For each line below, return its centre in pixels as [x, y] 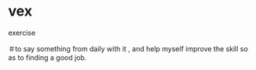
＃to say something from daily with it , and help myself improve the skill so [128, 48]
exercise [22, 33]
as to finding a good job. [48, 58]
